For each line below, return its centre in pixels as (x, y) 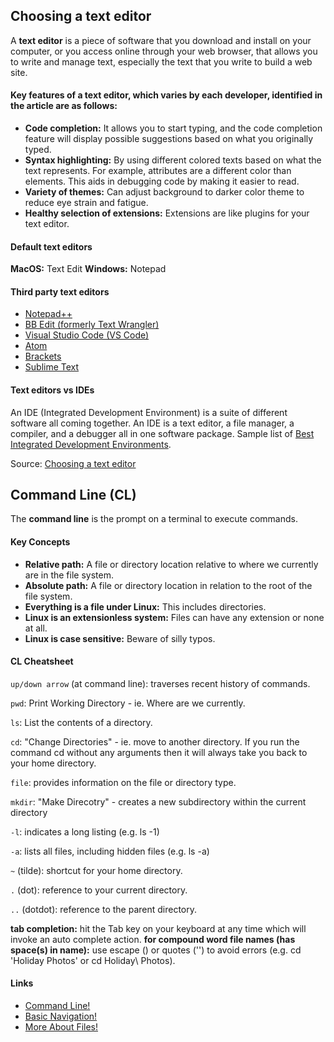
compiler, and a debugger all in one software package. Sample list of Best (162, 433)
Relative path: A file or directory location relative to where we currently (171, 564)
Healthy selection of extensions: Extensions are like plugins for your (167, 213)
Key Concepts (40, 542)
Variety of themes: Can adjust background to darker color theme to (164, 192)
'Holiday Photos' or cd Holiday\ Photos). (93, 960)
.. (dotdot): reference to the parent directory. (104, 909)
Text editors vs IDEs (52, 390)
